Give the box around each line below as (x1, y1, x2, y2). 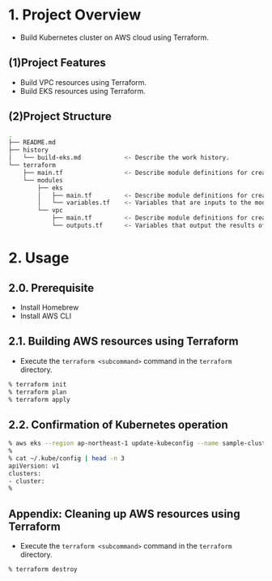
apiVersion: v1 (8, 462, 60, 470)
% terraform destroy (8, 566, 79, 574)
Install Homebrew (19, 302, 79, 312)
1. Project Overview (8, 6, 142, 24)
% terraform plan (8, 387, 67, 396)
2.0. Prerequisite (8, 281, 95, 295)
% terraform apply (8, 395, 70, 404)
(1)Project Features (8, 56, 107, 70)
